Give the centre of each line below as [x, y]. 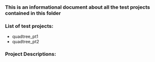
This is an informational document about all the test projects [77, 7]
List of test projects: [29, 26]
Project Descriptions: [31, 54]
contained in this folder [33, 13]
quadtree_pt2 [26, 42]
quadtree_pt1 [25, 37]
